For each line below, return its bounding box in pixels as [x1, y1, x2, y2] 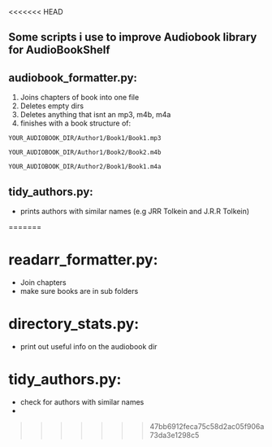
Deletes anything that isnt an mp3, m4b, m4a [19, 110, 171, 120]
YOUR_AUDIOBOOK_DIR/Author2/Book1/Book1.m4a [8, 163, 162, 171]
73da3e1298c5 [149, 430, 200, 440]
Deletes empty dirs [19, 101, 84, 111]
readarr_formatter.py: [8, 251, 158, 270]
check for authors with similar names [19, 397, 145, 406]
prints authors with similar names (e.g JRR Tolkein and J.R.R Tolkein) [19, 207, 250, 217]
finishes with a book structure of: [19, 118, 132, 129]
